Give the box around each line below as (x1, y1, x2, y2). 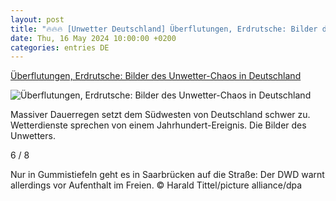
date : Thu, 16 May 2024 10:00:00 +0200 (10, 33, 177, 43)
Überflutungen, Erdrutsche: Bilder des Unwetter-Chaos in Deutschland (10, 70, 302, 82)
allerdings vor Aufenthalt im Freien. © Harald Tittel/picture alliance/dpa (10, 179, 303, 191)
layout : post (10, 14, 65, 25)
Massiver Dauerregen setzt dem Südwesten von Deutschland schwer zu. (10, 109, 311, 121)
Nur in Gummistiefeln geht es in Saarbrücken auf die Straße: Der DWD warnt (10, 169, 325, 181)
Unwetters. (10, 130, 56, 142)
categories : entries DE (10, 42, 110, 53)
